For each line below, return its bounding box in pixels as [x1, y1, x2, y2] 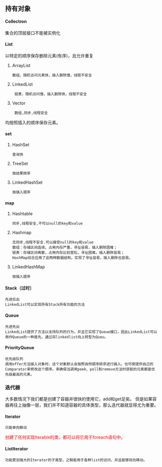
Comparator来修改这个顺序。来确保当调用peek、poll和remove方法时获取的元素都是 [5, 366, 152, 372]
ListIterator [5, 446, 28, 451]
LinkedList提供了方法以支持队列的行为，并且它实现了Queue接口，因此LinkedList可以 [5, 329, 158, 334]
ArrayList [12, 62, 31, 68]
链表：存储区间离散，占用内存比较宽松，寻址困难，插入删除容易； [12, 250, 125, 255]
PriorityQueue [5, 345, 35, 351]
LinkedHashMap [12, 264, 45, 270]
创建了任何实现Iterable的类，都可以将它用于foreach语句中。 [5, 434, 126, 440]
